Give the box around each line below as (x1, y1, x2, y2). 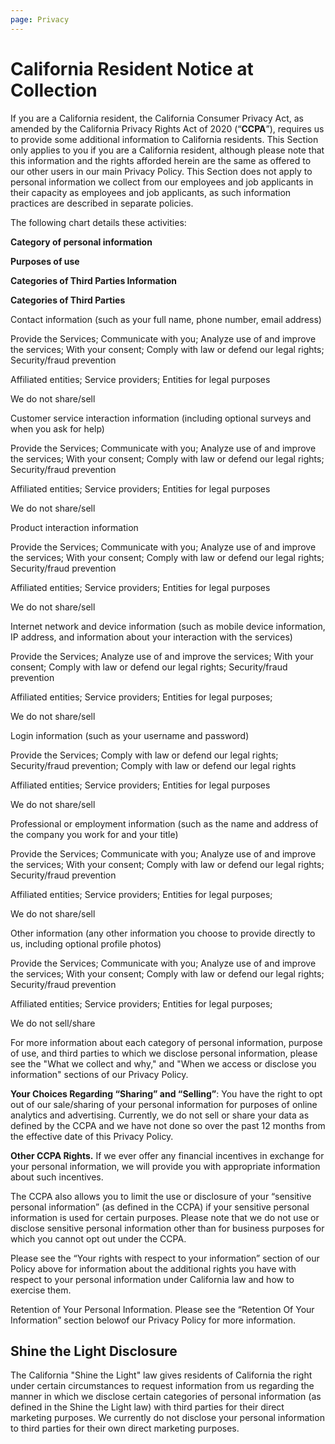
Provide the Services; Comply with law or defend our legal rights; (10, 749, 279, 761)
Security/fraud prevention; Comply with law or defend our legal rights (10, 759, 297, 771)
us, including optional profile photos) (10, 937, 162, 950)
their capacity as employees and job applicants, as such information (10, 186, 292, 198)
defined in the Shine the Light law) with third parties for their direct (10, 1401, 285, 1413)
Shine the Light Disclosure (10, 1342, 178, 1360)
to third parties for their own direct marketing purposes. (10, 1422, 240, 1435)
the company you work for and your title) (10, 828, 179, 840)
